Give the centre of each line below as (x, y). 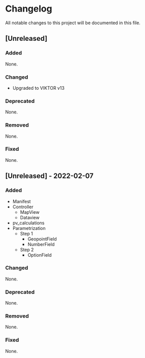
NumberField (41, 244)
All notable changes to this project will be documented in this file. (73, 23)
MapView (30, 212)
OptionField (40, 255)
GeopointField (42, 239)
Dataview (30, 217)
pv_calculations (28, 223)
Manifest (22, 201)
